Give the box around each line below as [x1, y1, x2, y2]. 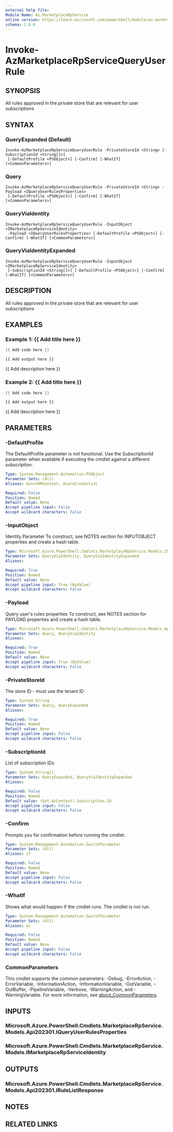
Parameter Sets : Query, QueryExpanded [5, 703, 89, 708]
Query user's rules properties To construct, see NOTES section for [5, 611, 147, 617]
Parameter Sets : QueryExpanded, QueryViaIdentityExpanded [5, 775, 132, 780]
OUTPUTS [5, 1065, 39, 1073]
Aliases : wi [5, 923, 31, 928]
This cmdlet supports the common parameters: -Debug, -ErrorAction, [5, 976, 153, 982]
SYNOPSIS [5, 86, 41, 95]
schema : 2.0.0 [5, 22, 36, 27]
